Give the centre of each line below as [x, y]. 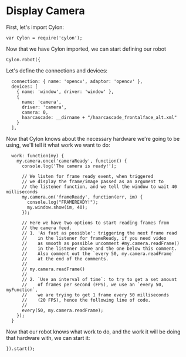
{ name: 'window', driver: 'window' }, [65, 92]
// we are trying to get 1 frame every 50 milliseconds [95, 295]
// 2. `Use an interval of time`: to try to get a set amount [99, 279]
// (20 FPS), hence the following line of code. [86, 300]
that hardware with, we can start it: [48, 338]
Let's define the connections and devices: [57, 70]
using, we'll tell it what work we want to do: [58, 145]
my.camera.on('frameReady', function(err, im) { [82, 197]
